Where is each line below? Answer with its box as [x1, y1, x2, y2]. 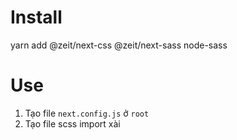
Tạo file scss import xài [24, 117, 121, 130]
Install [10, 6, 63, 29]
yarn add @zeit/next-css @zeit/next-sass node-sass [10, 39, 228, 51]
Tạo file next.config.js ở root [24, 107, 150, 119]
